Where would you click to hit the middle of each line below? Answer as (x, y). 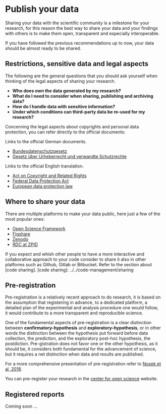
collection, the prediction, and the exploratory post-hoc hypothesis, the (78, 339)
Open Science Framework (39, 229)
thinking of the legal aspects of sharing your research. (60, 81)
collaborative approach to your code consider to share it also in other (76, 259)
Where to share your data (45, 202)
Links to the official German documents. (46, 141)
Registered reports (35, 394)
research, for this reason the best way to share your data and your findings (82, 28)
